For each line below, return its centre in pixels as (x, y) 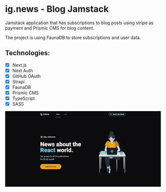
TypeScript (23, 98)
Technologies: (28, 53)
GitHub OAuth (26, 76)
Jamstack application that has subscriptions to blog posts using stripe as (79, 23)
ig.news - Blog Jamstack (57, 9)
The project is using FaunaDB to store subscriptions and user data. (73, 38)
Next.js (20, 65)
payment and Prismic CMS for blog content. (50, 28)
